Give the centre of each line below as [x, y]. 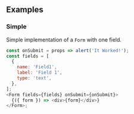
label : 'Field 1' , [40, 73]
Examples [25, 10]
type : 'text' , [34, 78]
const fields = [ [28, 56]
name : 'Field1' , [37, 67]
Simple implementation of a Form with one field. [64, 39]
